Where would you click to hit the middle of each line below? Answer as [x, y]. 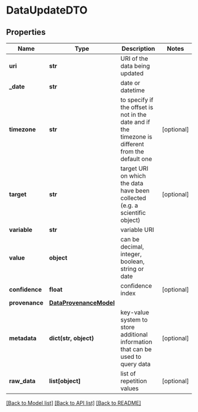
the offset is [137, 107]
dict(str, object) [72, 338]
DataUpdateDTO [47, 10]
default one [136, 159]
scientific [133, 213]
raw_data [22, 381]
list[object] [65, 381]
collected [133, 198]
